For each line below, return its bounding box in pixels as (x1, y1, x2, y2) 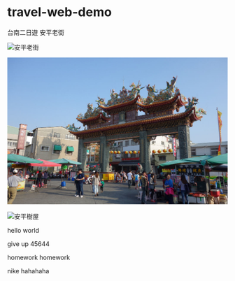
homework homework (7, 253, 71, 262)
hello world (7, 226, 40, 235)
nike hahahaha (7, 267, 50, 275)
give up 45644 (7, 240, 50, 248)
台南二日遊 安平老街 (7, 28, 64, 36)
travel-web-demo (7, 4, 112, 20)
